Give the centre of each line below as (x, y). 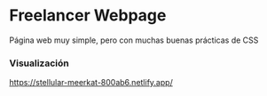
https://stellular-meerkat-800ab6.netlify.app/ (91, 83)
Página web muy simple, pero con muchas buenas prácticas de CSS (134, 40)
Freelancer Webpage (88, 16)
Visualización (39, 63)
